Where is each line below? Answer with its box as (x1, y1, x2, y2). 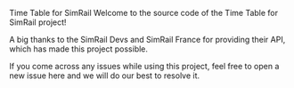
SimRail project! (9, 17, 67, 28)
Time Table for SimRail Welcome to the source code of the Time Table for (9, 8, 279, 18)
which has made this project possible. (9, 44, 149, 54)
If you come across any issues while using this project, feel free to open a (9, 61, 280, 71)
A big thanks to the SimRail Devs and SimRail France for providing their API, (9, 35, 286, 44)
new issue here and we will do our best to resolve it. (9, 70, 200, 81)
